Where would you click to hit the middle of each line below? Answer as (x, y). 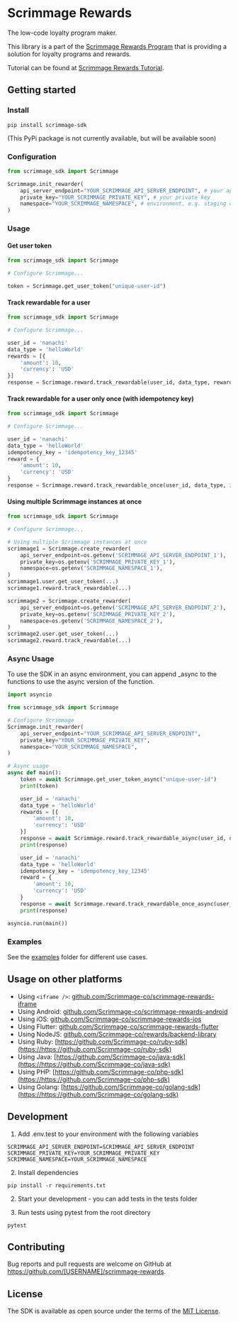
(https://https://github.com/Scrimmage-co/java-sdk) (94, 1064)
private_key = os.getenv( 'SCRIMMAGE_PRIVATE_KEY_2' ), (98, 614)
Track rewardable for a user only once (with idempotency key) (101, 398)
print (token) (39, 786)
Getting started (42, 90)
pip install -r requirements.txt (57, 1185)
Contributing (36, 1247)
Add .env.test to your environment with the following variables (108, 1134)
